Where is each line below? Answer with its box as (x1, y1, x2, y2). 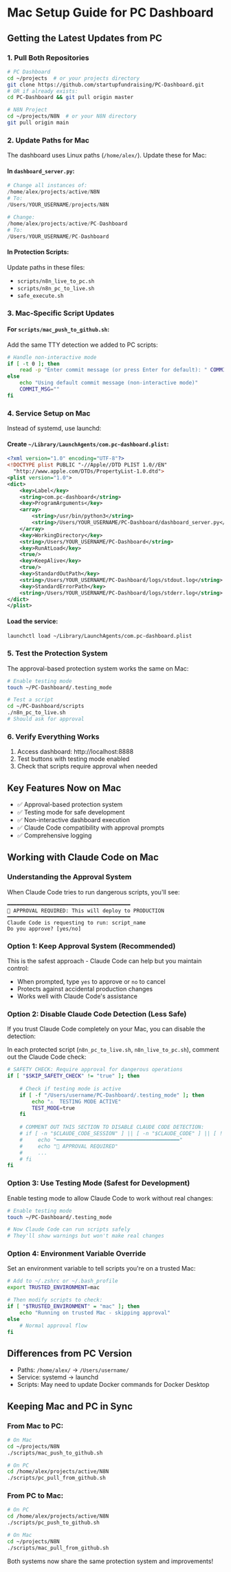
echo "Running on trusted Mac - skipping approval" (19, 1309, 170, 1316)
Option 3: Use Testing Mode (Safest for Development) (7, 1178, 190, 1188)
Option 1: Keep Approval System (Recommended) (7, 941, 176, 951)
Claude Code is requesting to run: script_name (7, 919, 146, 926)
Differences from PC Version (7, 1347, 133, 1359)
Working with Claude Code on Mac (7, 852, 159, 863)
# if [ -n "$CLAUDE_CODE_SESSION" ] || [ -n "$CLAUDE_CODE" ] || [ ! (19, 1130, 223, 1137)
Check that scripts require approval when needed (16, 762, 158, 771)
